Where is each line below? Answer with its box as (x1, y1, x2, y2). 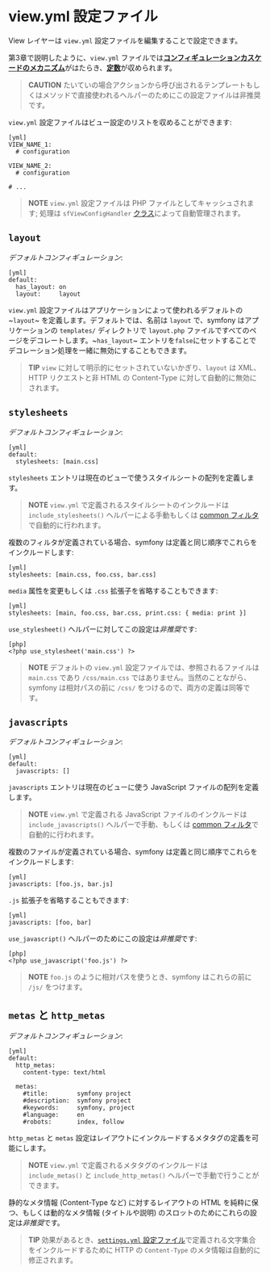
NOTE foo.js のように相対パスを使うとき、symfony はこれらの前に (27, 972, 252, 982)
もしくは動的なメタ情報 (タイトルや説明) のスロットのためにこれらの (22, 1208, 251, 1218)
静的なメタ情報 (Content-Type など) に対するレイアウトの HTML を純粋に (8, 1198, 252, 1207)
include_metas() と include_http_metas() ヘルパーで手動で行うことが (27, 1170, 260, 1180)
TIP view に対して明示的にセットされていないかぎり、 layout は (27, 363, 237, 372)
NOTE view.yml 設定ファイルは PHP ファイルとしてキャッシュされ (27, 198, 247, 208)
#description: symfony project (23, 1097, 131, 1105)
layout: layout (15, 290, 81, 298)
